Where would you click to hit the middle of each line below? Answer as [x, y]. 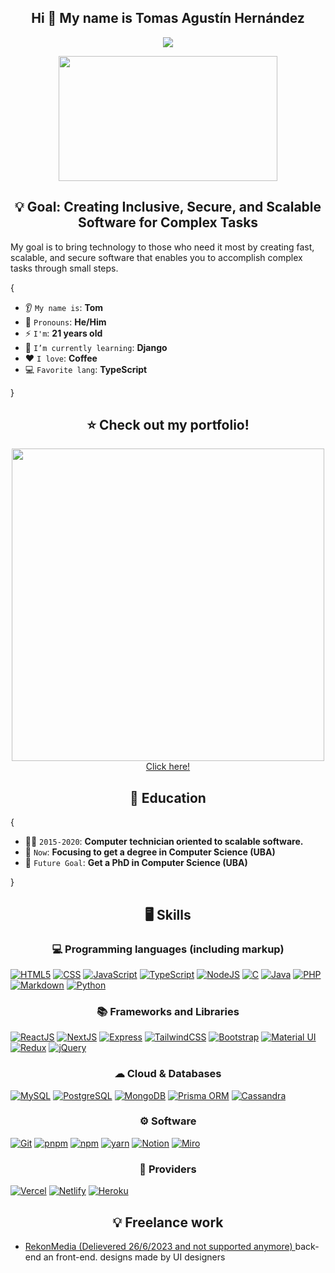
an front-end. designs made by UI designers [134, 1257]
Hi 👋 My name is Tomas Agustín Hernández [168, 18]
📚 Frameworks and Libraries [168, 1011]
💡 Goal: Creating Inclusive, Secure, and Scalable [168, 207]
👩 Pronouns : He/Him [65, 322]
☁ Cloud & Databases [168, 1074]
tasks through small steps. [64, 268]
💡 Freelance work [168, 1222]
